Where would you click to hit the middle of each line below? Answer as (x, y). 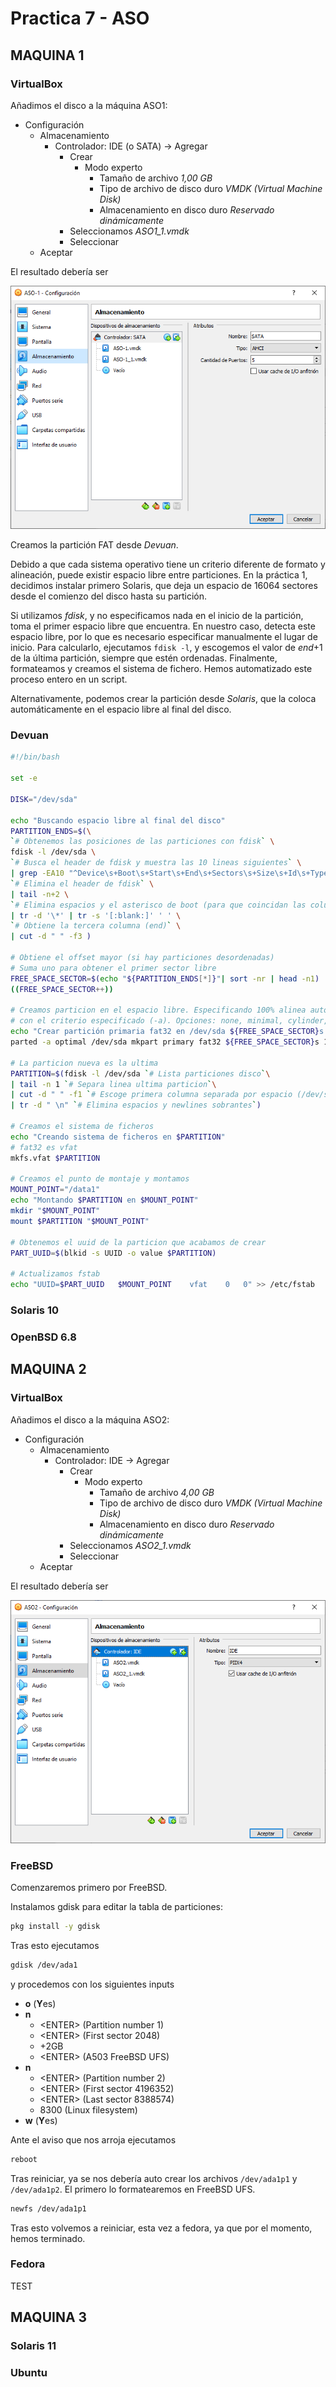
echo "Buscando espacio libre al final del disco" (118, 820)
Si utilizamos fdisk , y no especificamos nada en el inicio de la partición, (157, 616)
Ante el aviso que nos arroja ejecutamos (93, 2139)
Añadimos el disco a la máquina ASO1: (89, 105)
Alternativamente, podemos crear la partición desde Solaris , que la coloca (163, 699)
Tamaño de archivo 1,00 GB (156, 178)
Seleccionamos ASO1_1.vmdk (129, 231)
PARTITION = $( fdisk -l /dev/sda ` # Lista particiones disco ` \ (140, 1073)
